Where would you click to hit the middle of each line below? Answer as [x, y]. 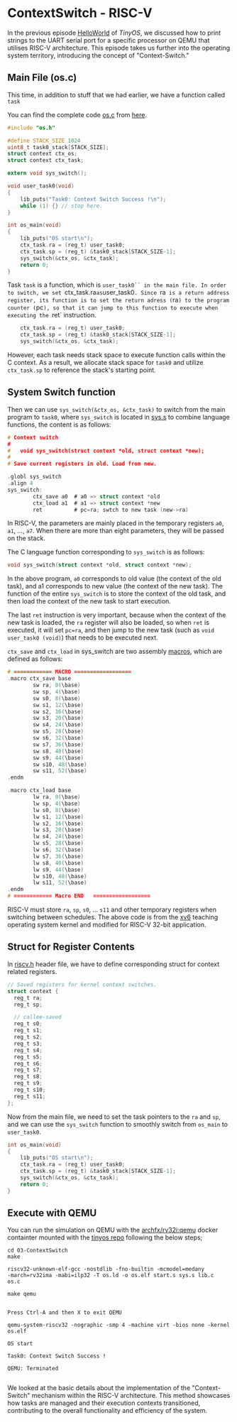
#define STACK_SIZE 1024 [44, 141]
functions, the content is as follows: [59, 425]
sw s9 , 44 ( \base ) [58, 758]
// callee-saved [38, 1017]
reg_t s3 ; [28, 1044]
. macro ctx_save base [39, 679]
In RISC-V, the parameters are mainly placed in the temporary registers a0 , [116, 523]
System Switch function [61, 392]
